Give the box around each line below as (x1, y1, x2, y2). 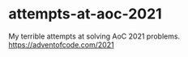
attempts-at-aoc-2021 (8, 5, 162, 23)
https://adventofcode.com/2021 (8, 39, 115, 49)
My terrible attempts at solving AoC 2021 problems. (8, 31, 181, 41)
